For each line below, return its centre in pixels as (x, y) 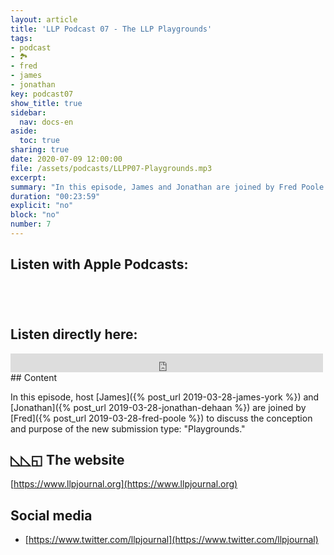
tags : (21, 38)
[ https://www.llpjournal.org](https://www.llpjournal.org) (124, 484)
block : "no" (35, 215)
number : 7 (31, 224)
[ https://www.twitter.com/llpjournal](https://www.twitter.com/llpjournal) (171, 540)
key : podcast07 (42, 94)
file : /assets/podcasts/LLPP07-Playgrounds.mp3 (111, 168)
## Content (34, 377)
